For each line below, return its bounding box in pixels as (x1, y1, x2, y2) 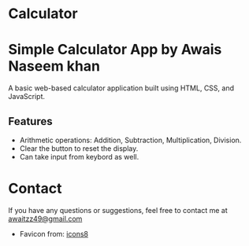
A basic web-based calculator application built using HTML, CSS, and (8, 83, 235, 93)
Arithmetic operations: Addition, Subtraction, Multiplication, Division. (19, 135, 242, 145)
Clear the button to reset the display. (19, 143, 139, 153)
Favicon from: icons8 (19, 229, 89, 238)
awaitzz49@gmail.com (8, 214, 83, 223)
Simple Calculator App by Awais (8, 41, 222, 59)
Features (8, 115, 53, 128)
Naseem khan (8, 57, 101, 75)
